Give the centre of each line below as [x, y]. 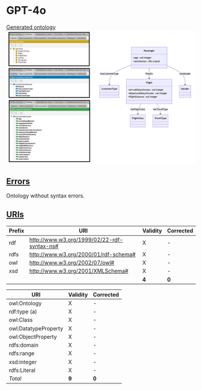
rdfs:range [22, 353]
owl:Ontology [25, 303]
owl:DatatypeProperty [36, 328]
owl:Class [21, 320]
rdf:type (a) [23, 312]
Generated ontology [31, 27]
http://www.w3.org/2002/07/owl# [72, 263]
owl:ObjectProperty [33, 336]
